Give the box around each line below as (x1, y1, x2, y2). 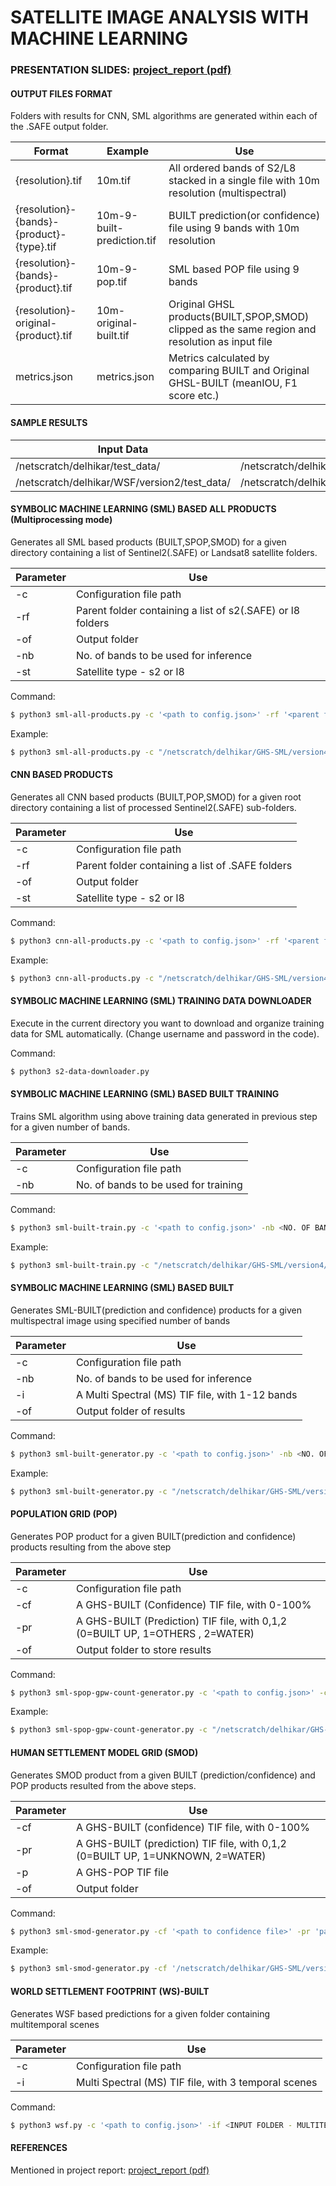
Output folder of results (75, 1404, 186, 1418)
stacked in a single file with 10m (168, 174, 320, 188)
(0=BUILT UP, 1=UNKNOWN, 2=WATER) (75, 1849, 267, 1863)
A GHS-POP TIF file (75, 1865, 170, 1879)
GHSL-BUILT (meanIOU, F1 (168, 376, 298, 390)
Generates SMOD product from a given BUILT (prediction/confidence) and (10, 1769, 316, 1781)
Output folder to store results (75, 1642, 212, 1656)
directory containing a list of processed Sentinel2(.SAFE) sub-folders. (10, 801, 297, 813)
